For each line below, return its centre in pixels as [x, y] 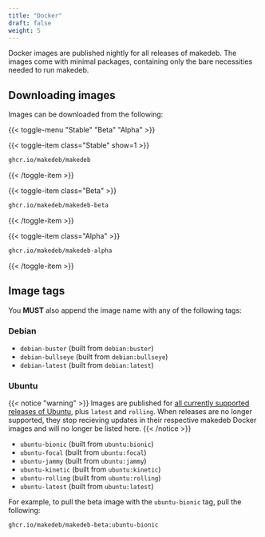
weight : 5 [25, 30]
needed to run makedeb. [49, 70]
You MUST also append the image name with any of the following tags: [125, 310]
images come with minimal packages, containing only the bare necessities [131, 61]
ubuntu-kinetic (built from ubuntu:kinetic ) [90, 470]
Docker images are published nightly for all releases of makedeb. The [123, 53]
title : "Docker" [35, 16]
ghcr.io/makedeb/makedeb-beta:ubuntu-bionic [83, 525]
